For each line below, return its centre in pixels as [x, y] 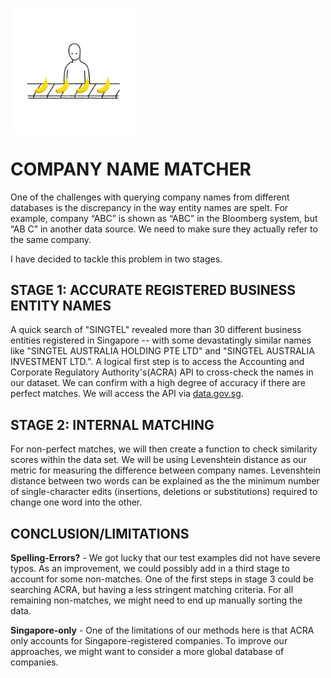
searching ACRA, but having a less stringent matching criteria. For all [152, 589]
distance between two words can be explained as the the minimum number [165, 481]
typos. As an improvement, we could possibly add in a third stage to [150, 568]
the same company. [51, 239]
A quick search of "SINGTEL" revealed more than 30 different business [156, 330]
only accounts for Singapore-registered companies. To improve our [149, 640]
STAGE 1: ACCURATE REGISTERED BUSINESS [153, 289]
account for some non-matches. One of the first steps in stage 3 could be [162, 579]
